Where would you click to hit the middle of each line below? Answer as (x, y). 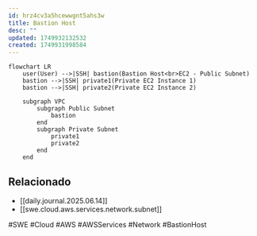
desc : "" (23, 30)
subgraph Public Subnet (76, 109)
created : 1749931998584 (48, 45)
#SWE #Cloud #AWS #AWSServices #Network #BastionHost (107, 224)
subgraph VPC (44, 102)
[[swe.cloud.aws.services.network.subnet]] (91, 209)
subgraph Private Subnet (78, 130)
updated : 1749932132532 (48, 38)
